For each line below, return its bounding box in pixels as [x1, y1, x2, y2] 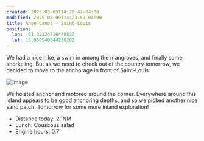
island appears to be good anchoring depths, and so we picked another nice [6, 97, 198, 104]
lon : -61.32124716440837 [12, 32, 75, 38]
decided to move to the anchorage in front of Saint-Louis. [6, 67, 150, 74]
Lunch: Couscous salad [15, 122, 74, 128]
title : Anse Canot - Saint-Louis [6, 20, 91, 26]
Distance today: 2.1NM [15, 115, 72, 122]
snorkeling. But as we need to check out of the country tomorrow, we [6, 60, 180, 67]
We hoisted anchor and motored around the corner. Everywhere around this [6, 91, 197, 97]
